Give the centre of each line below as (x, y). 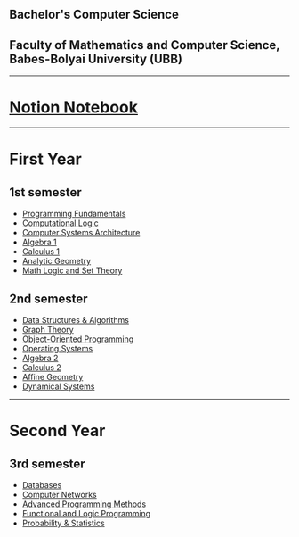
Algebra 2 (40, 358)
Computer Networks (60, 494)
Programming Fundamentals (74, 214)
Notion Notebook (73, 107)
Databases (42, 484)
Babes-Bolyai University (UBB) (96, 58)
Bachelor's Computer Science (94, 15)
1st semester (45, 192)
